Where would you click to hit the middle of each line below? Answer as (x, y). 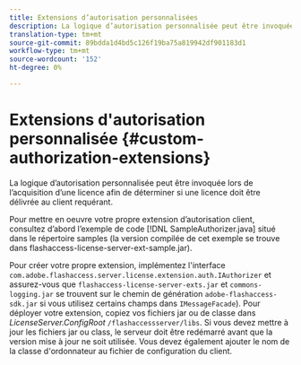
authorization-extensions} (110, 158)
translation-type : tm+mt (56, 34)
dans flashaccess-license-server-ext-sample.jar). (101, 248)
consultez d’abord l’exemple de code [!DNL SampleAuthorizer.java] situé (142, 229)
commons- (246, 285)
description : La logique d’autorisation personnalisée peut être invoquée (152, 26)
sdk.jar (24, 304)
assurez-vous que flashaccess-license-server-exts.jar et (119, 284)
